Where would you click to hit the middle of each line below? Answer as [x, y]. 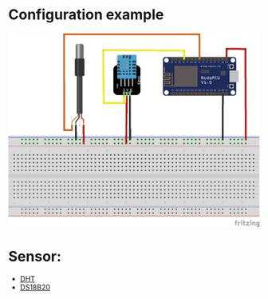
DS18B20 [35, 287]
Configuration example [86, 15]
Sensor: [35, 256]
